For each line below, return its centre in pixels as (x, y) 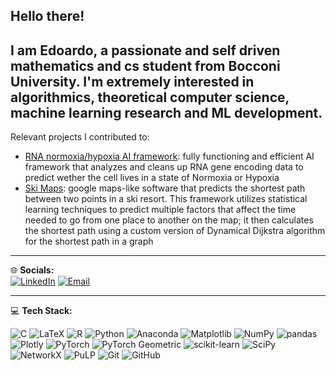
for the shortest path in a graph (89, 241)
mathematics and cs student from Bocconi (145, 65)
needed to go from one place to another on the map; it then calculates (169, 220)
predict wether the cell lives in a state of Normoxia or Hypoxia (152, 178)
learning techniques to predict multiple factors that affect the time (160, 210)
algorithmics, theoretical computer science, (150, 97)
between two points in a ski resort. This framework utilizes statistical (166, 199)
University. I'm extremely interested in (132, 81)
